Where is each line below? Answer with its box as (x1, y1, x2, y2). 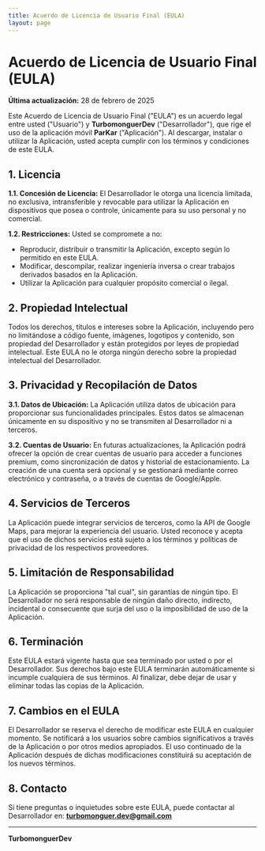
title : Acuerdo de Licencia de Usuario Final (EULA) (8, 11, 185, 20)
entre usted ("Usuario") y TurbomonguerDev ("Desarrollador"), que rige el (8, 119, 252, 129)
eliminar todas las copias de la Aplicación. (8, 681, 144, 690)
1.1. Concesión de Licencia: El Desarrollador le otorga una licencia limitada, (8, 189, 253, 199)
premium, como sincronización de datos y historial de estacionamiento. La (8, 456, 250, 467)
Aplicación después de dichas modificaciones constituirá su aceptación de (8, 751, 252, 760)
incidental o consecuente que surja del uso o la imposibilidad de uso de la (8, 603, 248, 613)
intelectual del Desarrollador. (8, 356, 102, 365)
